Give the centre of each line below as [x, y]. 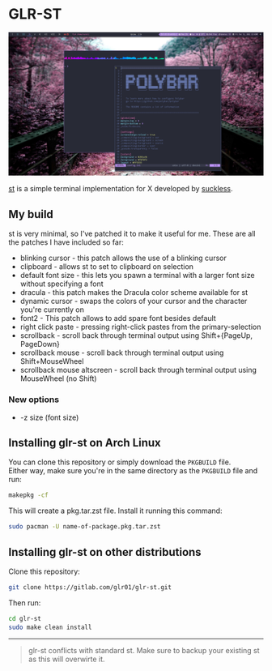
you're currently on [52, 310]
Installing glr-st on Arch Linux [85, 442]
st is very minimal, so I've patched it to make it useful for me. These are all [132, 234]
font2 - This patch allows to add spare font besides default [118, 318]
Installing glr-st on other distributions [105, 552]
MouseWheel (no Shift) [58, 378]
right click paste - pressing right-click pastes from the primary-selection [140, 327]
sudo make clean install [50, 627]
